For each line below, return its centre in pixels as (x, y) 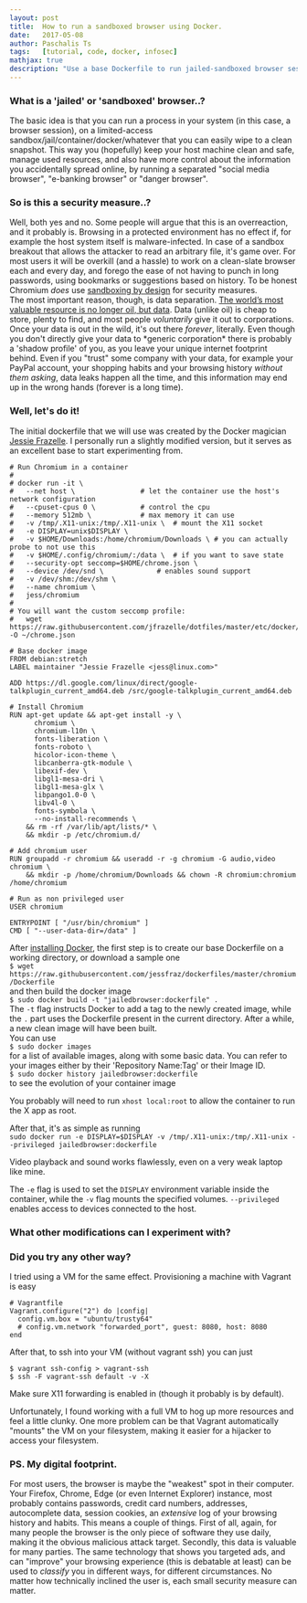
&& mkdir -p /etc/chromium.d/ (84, 835)
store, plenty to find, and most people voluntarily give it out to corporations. (152, 320)
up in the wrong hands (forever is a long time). (96, 387)
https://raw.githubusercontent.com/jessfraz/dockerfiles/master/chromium (153, 974)
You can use (33, 1038)
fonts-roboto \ (63, 747)
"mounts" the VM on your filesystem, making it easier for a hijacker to (140, 1430)
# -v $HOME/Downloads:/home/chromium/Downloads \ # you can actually (148, 539)
